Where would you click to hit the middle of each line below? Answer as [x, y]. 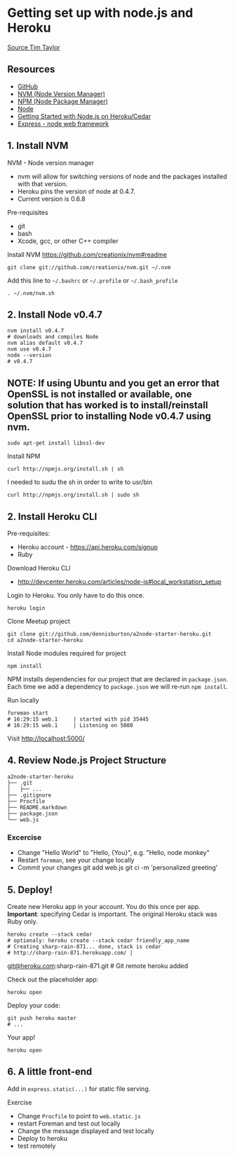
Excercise [25, 837]
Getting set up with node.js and [100, 13]
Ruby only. [22, 921]
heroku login [26, 608]
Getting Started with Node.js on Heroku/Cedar [84, 116]
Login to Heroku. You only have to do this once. [76, 595]
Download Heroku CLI [39, 568]
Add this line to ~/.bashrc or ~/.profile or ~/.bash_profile [93, 280]
